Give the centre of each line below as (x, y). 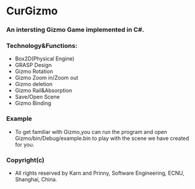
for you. (25, 144)
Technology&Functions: (42, 46)
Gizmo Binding (33, 103)
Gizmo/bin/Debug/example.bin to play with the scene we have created (102, 138)
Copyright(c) (25, 160)
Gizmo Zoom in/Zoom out (46, 78)
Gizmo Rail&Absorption (43, 90)
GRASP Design (33, 65)
